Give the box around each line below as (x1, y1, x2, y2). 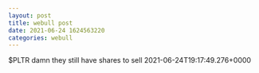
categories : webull (8, 33, 73, 42)
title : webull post (8, 19, 73, 27)
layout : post (8, 11, 52, 20)
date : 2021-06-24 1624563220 (8, 26, 105, 34)
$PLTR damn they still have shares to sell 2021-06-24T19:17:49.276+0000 (8, 56, 252, 65)
